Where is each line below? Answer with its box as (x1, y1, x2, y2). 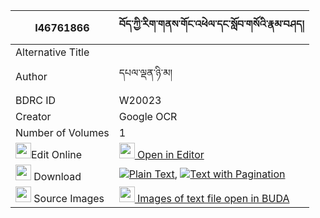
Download (33, 170, 82, 183)
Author (15, 69, 48, 83)
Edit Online (31, 148, 83, 161)
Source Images (33, 192, 105, 205)
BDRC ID (15, 94, 57, 107)
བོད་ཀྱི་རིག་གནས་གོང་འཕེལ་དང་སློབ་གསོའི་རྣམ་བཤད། (118, 17, 305, 31)
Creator (15, 110, 52, 123)
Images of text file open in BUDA (137, 192, 290, 205)
